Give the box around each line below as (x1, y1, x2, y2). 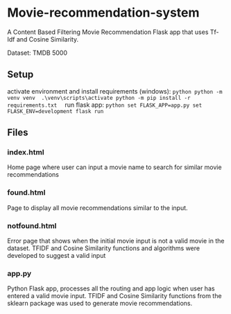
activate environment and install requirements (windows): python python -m (7, 87, 223, 95)
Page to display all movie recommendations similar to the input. (7, 203, 189, 212)
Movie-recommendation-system (7, 5, 200, 21)
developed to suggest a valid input (7, 252, 106, 260)
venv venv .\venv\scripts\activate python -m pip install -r (7, 94, 191, 101)
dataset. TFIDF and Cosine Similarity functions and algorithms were (7, 244, 200, 252)
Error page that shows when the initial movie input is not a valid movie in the (7, 237, 225, 245)
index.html (7, 148, 44, 157)
